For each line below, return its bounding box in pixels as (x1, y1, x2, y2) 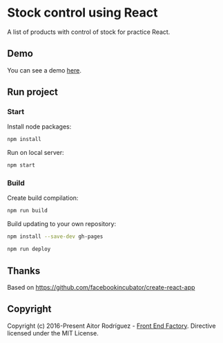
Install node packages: (7, 122, 72, 131)
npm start (7, 162, 36, 169)
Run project (7, 86, 59, 98)
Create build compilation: (7, 194, 79, 202)
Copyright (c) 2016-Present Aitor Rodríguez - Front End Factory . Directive (7, 322, 216, 330)
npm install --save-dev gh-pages (7, 233, 104, 240)
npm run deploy (7, 245, 51, 253)
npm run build (7, 207, 48, 214)
